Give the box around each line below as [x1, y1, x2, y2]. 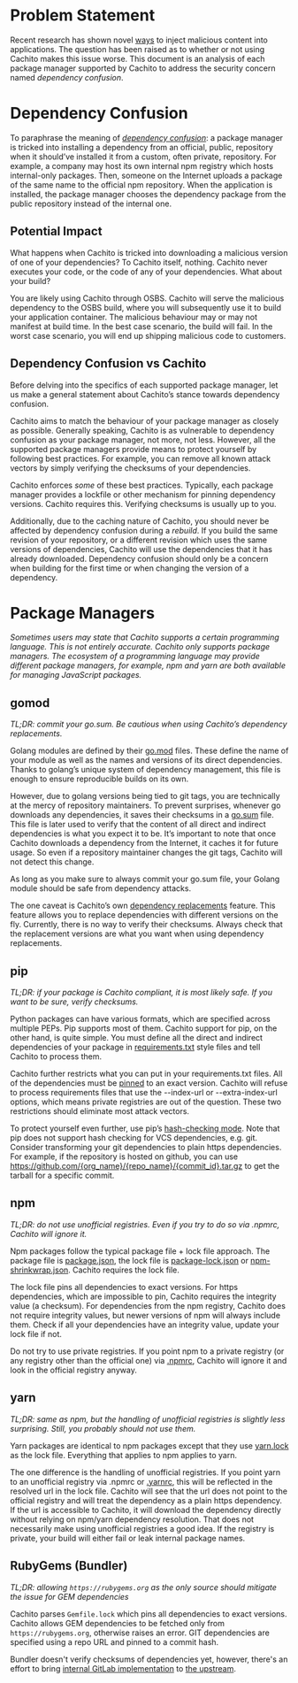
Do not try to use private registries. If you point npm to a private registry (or [10, 1346, 285, 1356]
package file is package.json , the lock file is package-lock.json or [10, 1255, 248, 1265]
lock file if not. [10, 1328, 63, 1339]
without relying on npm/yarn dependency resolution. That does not [10, 1514, 255, 1525]
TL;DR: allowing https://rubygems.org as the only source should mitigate [10, 1581, 278, 1593]
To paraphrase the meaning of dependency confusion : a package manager [10, 132, 284, 142]
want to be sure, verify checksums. [10, 996, 139, 1007]
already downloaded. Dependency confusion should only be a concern [10, 553, 269, 564]
